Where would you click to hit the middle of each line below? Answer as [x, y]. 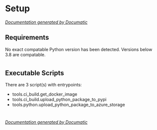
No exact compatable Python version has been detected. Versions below [79, 49]
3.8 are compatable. [25, 54]
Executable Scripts [35, 73]
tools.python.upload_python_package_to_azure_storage [68, 105]
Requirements [27, 38]
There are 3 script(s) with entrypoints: [43, 85]
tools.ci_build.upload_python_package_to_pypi [59, 100]
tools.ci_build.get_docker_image [45, 94]
